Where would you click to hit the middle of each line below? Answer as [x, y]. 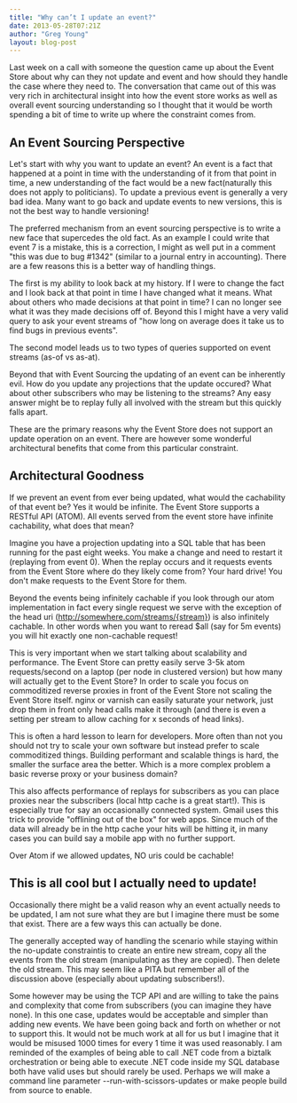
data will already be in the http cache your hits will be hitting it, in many [139, 829]
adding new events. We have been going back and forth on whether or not [145, 1024]
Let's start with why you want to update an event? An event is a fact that [141, 164]
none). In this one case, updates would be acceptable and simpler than [139, 1014]
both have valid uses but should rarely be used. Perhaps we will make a [140, 1071]
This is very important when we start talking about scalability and [128, 653]
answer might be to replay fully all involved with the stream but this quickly [145, 403]
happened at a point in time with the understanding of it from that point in [143, 173]
